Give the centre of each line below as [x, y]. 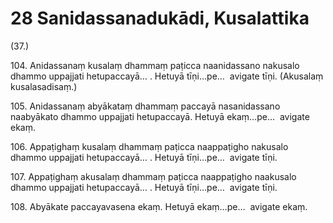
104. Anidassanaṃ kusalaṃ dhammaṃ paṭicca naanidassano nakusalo [155, 65]
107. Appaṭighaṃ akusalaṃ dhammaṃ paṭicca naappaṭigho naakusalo [153, 176]
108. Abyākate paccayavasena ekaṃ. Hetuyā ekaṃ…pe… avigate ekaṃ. [159, 206]
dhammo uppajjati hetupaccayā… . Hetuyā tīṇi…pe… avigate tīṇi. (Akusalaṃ [167, 76]
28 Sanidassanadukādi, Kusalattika [160, 18]
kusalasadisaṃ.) [44, 86]
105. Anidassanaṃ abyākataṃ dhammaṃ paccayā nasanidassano [145, 106]
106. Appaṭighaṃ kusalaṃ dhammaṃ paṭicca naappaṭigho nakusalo [149, 146]
